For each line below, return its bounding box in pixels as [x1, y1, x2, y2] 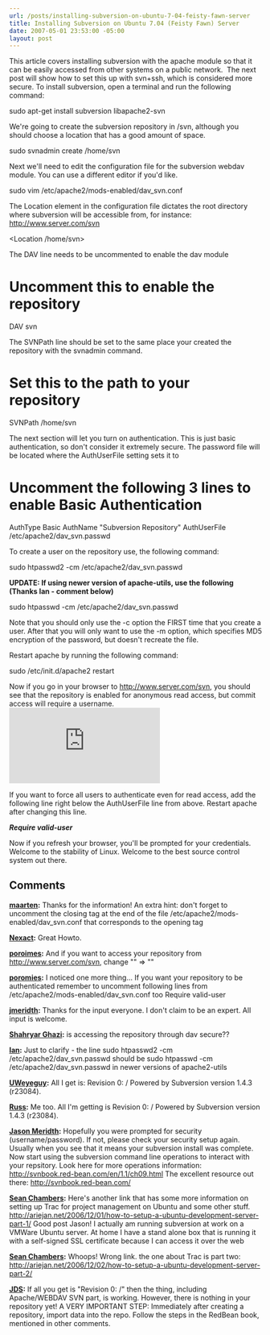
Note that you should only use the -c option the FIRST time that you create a [9, 618, 261, 628]
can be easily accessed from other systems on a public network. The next [9, 65, 256, 75]
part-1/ [9, 1218, 31, 1229]
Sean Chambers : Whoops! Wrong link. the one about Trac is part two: [9, 1251, 241, 1261]
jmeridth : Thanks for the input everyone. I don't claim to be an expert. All [9, 1005, 252, 1015]
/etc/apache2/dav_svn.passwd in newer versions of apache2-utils [9, 1062, 227, 1072]
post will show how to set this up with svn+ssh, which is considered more [9, 73, 252, 83]
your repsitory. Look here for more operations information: [9, 1160, 202, 1170]
